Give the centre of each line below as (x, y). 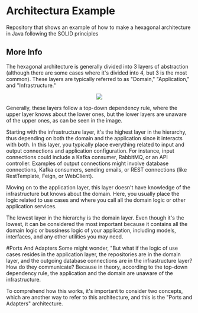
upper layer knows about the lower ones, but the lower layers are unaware (97, 114)
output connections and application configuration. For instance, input (90, 151)
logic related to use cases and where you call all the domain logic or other (96, 200)
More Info (24, 52)
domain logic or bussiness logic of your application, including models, (91, 230)
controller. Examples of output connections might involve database (87, 163)
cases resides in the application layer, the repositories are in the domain (94, 254)
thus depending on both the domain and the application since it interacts (95, 138)
